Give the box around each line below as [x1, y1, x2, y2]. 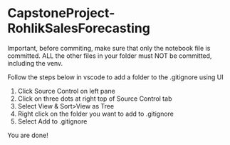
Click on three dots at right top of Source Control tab [17, 94, 172, 103]
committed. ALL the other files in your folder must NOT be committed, [7, 51, 212, 60]
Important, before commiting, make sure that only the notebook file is [7, 44, 211, 52]
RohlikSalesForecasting [7, 20, 151, 36]
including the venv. [7, 59, 63, 67]
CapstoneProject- [7, 5, 115, 21]
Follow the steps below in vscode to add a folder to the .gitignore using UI [7, 73, 224, 81]
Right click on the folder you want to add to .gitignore [17, 109, 174, 118]
